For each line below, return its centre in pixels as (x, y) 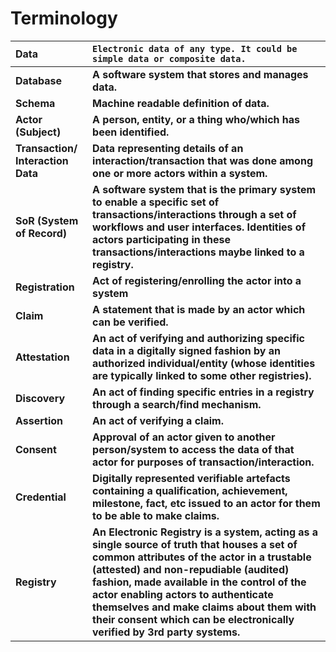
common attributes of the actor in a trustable (202, 557)
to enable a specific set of (156, 202)
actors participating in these (161, 239)
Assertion (39, 420)
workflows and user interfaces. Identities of (199, 227)
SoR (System (47, 220)
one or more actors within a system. (180, 173)
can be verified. (130, 322)
